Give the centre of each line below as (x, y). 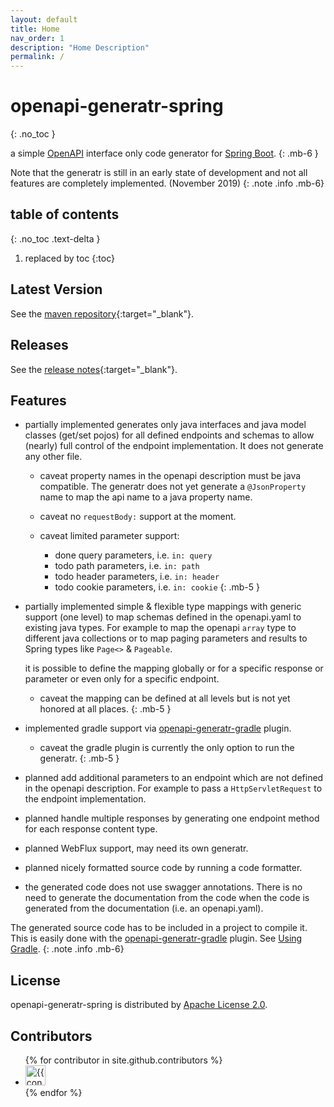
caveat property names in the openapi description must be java (170, 476)
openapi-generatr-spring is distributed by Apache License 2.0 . (139, 1005)
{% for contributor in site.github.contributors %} (123, 1060)
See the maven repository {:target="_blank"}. (102, 313)
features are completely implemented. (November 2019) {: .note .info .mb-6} (167, 183)
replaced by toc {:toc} (70, 258)
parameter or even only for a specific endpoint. (122, 679)
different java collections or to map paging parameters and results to (166, 638)
